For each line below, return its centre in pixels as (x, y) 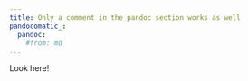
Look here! (29, 68)
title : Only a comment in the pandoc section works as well (125, 18)
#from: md (44, 43)
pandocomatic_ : (38, 26)
